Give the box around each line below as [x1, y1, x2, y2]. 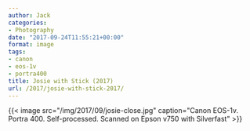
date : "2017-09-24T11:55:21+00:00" [8, 33, 125, 42]
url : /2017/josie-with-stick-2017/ [8, 84, 125, 93]
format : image [8, 41, 55, 49]
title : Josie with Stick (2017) [8, 77, 114, 85]
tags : [8, 48, 26, 56]
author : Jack [8, 11, 51, 20]
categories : [8, 19, 47, 27]
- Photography [8, 26, 55, 34]
